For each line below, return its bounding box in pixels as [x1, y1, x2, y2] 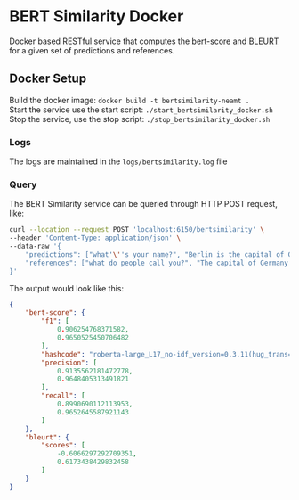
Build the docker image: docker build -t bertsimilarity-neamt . [9, 94, 250, 105]
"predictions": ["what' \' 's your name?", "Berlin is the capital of [25, 250, 285, 259]
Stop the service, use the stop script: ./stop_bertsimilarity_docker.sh [9, 113, 271, 124]
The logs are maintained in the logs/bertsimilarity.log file [9, 156, 229, 167]
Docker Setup [9, 71, 87, 86]
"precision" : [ [41, 358, 98, 367]
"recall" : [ [41, 391, 86, 400]
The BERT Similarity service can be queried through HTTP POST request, [9, 199, 278, 209]
